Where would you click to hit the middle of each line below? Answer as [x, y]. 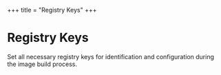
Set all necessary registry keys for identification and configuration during [111, 56]
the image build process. [42, 64]
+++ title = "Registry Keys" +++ [52, 10]
